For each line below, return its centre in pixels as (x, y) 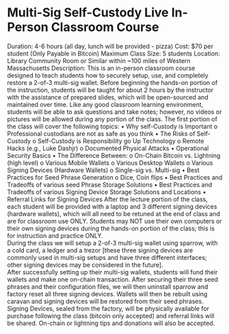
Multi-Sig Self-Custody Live (88, 13)
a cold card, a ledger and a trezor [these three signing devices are (100, 250)
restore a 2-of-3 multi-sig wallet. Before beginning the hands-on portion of (112, 82)
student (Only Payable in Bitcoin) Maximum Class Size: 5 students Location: (113, 53)
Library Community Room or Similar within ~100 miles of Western (99, 60)
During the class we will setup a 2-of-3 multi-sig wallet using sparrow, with (112, 243)
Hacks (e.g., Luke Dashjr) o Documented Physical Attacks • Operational (108, 148)
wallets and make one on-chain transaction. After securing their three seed (113, 279)
